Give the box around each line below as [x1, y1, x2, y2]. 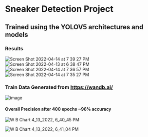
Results [5, 45, 23, 52]
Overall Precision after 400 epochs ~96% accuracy [5, 106, 111, 112]
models [5, 30, 28, 39]
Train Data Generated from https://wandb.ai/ [5, 84, 113, 91]
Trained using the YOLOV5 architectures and [5, 23, 144, 31]
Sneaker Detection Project [5, 3, 113, 15]
